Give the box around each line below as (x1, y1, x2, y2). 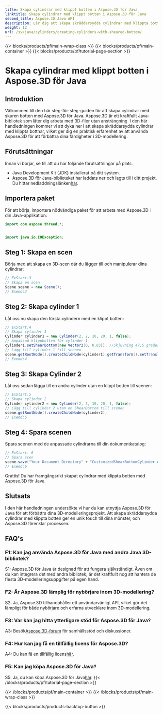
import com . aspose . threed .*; (5, 221, 64, 226)
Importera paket (5, 194, 55, 203)
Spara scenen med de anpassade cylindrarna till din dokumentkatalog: (5, 441, 146, 447)
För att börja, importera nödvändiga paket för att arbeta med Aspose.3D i (5, 207, 151, 213)
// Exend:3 (5, 289, 27, 294)
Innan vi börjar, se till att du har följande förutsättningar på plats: (5, 160, 133, 166)
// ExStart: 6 (5, 450, 34, 456)
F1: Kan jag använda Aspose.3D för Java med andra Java (5, 549, 142, 556)
